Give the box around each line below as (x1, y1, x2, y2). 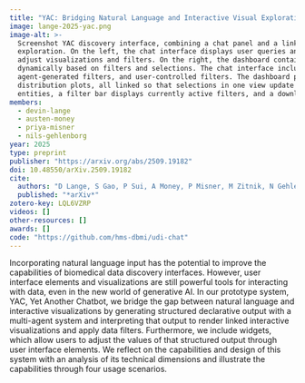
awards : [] (9, 224, 51, 233)
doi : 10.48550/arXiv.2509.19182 (9, 165, 132, 174)
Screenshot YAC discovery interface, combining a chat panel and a (17, 38, 279, 48)
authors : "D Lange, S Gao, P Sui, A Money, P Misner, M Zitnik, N (17, 182, 274, 191)
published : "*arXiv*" (17, 191, 100, 200)
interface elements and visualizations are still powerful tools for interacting (9, 277, 289, 288)
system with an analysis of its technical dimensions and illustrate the (9, 354, 266, 365)
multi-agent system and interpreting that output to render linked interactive (9, 315, 290, 327)
